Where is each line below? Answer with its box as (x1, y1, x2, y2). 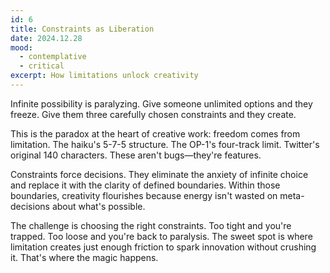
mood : (10, 42, 33, 53)
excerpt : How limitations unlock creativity (10, 71, 199, 81)
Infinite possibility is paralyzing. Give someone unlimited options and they (10, 97, 313, 110)
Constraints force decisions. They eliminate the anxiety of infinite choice (10, 168, 309, 180)
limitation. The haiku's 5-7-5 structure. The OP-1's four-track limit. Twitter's (10, 138, 320, 150)
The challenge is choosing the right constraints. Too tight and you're (10, 219, 292, 231)
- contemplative (19, 52, 87, 62)
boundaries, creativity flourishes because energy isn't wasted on (10, 189, 278, 201)
